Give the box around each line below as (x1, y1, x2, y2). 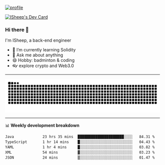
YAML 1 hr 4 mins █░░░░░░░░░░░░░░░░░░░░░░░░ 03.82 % (5, 144, 155, 149)
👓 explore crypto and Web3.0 (12, 63, 74, 69)
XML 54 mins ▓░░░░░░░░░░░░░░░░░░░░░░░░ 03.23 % (5, 150, 155, 155)
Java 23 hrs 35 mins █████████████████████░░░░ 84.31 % (5, 135, 155, 140)
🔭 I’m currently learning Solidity (12, 47, 76, 53)
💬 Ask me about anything (12, 52, 63, 58)
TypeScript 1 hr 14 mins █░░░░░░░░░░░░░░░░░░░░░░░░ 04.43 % (5, 140, 155, 144)
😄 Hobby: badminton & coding (12, 57, 75, 63)
